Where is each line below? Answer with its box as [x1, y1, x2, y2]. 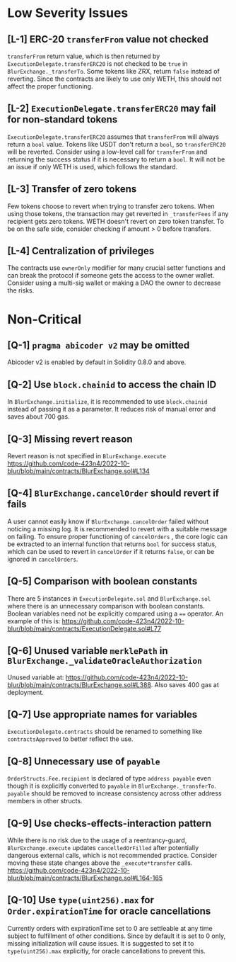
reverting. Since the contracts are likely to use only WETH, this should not [7, 74, 222, 83]
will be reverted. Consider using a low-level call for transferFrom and [7, 147, 208, 156]
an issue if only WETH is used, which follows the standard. [7, 162, 178, 171]
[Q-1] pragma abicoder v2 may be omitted [7, 339, 190, 351]
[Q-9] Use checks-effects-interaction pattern [7, 817, 212, 830]
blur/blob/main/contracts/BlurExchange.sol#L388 [7, 680, 152, 689]
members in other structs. [7, 797, 83, 805]
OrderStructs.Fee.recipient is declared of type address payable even [7, 774, 211, 783]
